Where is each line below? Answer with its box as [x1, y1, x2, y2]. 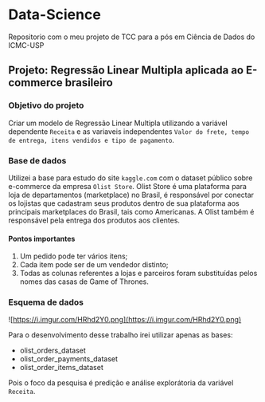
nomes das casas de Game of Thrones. [19, 277, 150, 286]
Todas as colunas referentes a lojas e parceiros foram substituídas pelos [19, 269, 258, 278]
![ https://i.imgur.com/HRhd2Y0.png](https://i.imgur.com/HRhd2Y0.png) [8, 315, 242, 325]
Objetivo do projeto [8, 100, 84, 111]
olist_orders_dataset [19, 345, 86, 356]
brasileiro [64, 76, 113, 89]
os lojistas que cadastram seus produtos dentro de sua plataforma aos [8, 198, 240, 208]
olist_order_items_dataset [19, 363, 103, 372]
